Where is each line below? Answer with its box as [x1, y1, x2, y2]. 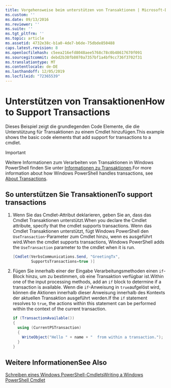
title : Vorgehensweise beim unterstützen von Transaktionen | [5, 7, 140, 13]
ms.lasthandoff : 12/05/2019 [5, 69, 65, 74]
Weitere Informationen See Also [5, 358, 107, 367]
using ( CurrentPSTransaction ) [17, 325, 81, 330]
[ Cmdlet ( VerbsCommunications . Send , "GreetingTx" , [12, 254, 121, 259]
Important [5, 149, 26, 155]
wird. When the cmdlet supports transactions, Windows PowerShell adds [12, 239, 164, 245]
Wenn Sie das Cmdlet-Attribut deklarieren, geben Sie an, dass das [12, 212, 152, 218]
